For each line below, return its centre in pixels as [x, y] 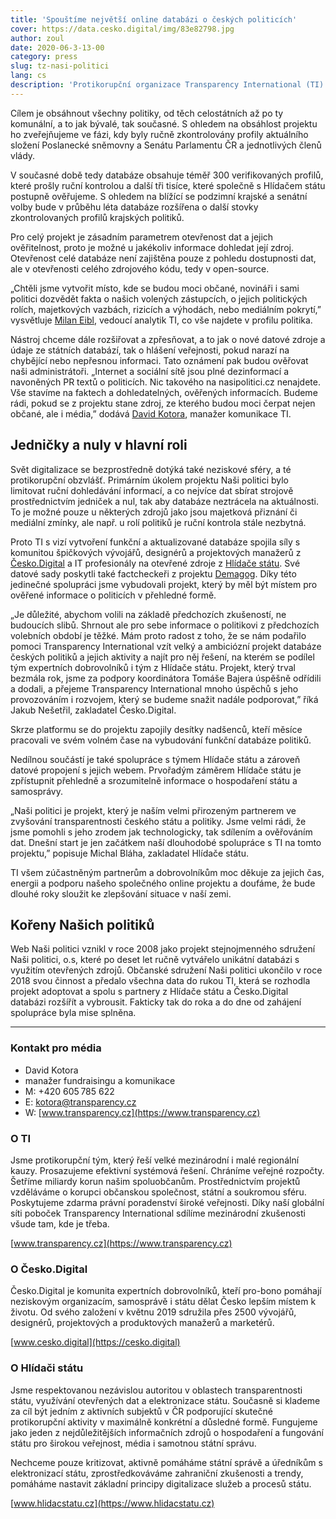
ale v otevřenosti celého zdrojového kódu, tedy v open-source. [140, 268]
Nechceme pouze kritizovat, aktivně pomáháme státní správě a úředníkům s [166, 1462]
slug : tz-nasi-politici [60, 66]
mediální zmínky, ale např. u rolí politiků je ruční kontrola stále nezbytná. [158, 522]
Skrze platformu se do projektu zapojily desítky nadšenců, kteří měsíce [156, 729]
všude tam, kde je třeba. [60, 1223]
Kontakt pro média [56, 1048]
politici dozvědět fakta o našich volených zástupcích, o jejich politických [159, 298]
